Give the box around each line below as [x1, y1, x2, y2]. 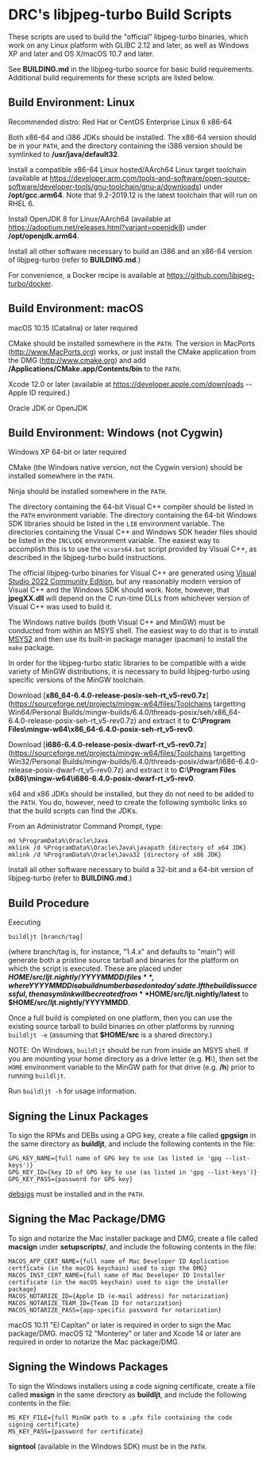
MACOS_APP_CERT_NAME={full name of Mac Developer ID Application [8, 1257, 229, 1265]
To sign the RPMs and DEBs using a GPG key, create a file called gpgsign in [8, 1131, 256, 1140]
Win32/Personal [8, 757, 61, 766]
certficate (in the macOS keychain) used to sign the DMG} [8, 1264, 208, 1272]
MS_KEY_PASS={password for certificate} [8, 1427, 145, 1435]
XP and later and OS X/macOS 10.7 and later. [8, 49, 155, 58]
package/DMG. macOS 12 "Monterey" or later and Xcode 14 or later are [8, 1328, 241, 1338]
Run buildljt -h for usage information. [8, 1086, 137, 1096]
